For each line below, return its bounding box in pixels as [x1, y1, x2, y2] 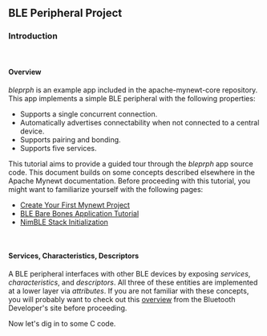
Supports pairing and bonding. [19, 134, 122, 144]
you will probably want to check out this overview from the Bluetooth [8, 295, 236, 305]
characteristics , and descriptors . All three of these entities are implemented [8, 277, 258, 288]
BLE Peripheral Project [8, 6, 123, 20]
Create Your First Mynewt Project [19, 200, 131, 210]
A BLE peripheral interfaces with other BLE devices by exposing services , [8, 269, 251, 279]
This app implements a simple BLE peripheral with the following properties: [8, 93, 256, 103]
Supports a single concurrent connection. [19, 109, 158, 119]
